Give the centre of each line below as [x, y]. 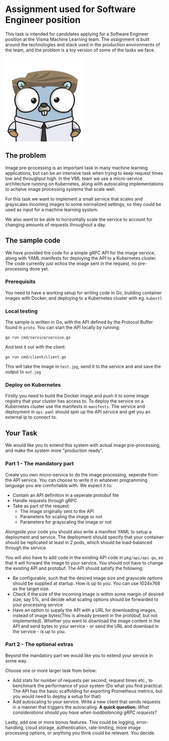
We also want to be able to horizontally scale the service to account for [79, 219]
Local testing [21, 311]
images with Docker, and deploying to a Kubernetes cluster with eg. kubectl [84, 298]
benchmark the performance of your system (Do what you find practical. [88, 686]
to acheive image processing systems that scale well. [60, 189]
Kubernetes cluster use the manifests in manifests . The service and [75, 407]
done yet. [39, 268]
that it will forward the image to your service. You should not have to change [84, 563]
